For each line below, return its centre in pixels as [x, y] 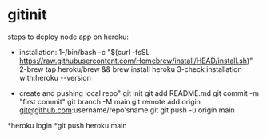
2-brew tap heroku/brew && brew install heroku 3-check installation [130, 69]
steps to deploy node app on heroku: [68, 37]
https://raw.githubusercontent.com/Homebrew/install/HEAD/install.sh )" [136, 61]
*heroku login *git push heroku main [67, 125]
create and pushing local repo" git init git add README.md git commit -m [139, 93]
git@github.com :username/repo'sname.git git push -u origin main [127, 110]
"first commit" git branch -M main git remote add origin [110, 101]
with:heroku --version [55, 77]
